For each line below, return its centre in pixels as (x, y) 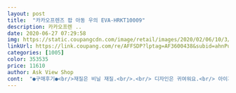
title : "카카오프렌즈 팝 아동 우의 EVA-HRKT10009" (76, 20)
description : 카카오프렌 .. (45, 27)
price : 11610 (26, 66)
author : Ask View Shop (40, 72)
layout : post (26, 14)
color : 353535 (28, 59)
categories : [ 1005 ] (36, 53)
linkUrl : (20, 46)
